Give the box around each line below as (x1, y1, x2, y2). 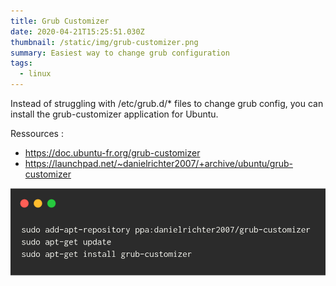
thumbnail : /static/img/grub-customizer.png (10, 37, 199, 47)
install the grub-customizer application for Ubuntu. (10, 108, 219, 120)
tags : (10, 58, 33, 69)
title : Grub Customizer (10, 16, 110, 26)
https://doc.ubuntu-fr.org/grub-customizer (24, 147, 201, 159)
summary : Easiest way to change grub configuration (10, 48, 230, 58)
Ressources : (10, 128, 64, 139)
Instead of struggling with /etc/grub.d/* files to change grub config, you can (10, 98, 324, 109)
